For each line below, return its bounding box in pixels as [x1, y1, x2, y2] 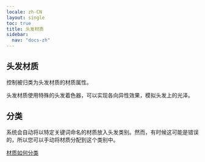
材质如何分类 [6, 149, 38, 156]
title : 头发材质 [6, 26, 44, 32]
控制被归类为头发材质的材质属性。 [6, 79, 92, 86]
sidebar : [6, 32, 29, 38]
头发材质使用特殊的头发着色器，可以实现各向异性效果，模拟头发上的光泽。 [6, 91, 193, 99]
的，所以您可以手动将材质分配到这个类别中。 [6, 136, 119, 143]
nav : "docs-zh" [12, 37, 51, 43]
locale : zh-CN [6, 9, 43, 15]
